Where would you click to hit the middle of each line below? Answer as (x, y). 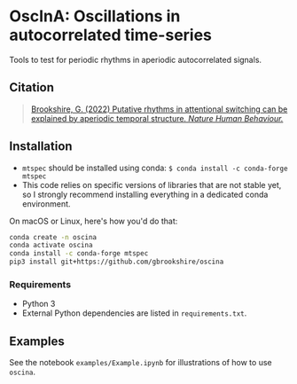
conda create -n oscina (53, 237)
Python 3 (39, 304)
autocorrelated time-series (111, 35)
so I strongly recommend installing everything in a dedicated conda (145, 194)
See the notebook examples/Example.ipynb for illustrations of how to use (141, 363)
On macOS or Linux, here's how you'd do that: (94, 221)
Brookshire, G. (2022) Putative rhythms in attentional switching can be (159, 109)
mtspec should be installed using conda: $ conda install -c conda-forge (155, 168)
